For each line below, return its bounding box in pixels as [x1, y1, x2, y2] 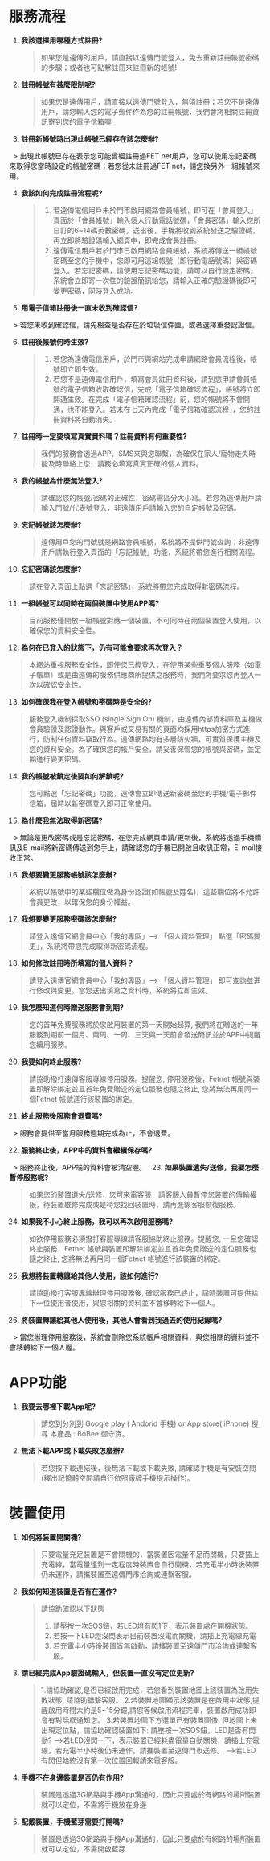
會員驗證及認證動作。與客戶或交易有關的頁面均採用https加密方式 [28, 724, 243, 733]
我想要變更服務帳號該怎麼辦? [20, 869, 117, 879]
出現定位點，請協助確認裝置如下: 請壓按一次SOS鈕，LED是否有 [40, 1725, 249, 1735]
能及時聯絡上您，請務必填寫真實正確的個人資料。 [40, 458, 203, 468]
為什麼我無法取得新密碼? [20, 815, 103, 825]
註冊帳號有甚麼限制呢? [20, 80, 96, 89]
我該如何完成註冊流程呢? [20, 188, 103, 198]
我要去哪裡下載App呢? [20, 1401, 96, 1411]
